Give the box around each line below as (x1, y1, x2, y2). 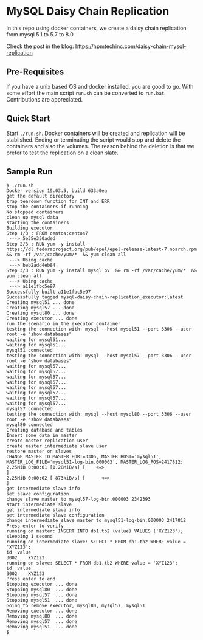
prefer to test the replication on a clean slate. (6, 149, 119, 156)
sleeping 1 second (6, 534, 53, 540)
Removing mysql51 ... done (6, 624, 78, 630)
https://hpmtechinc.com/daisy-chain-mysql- (75, 43, 187, 50)
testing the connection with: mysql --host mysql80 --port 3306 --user (6, 411, 191, 418)
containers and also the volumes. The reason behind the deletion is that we (6, 142, 194, 150)
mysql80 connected (6, 422, 53, 428)
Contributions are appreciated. (6, 95, 83, 103)
